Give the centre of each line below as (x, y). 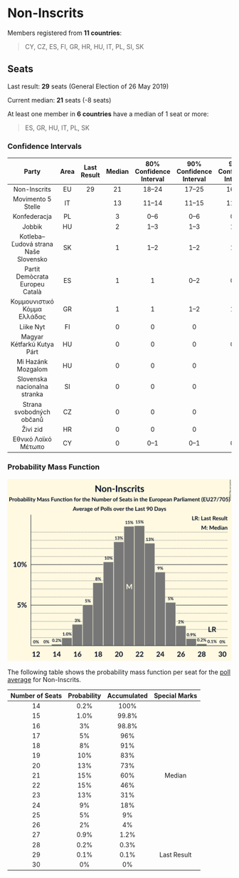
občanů (32, 419)
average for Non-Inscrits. (44, 680)
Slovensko (32, 259)
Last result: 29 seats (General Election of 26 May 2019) (88, 86)
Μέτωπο (32, 447)
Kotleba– (32, 236)
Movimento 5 (32, 199)
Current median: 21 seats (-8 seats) (59, 100)
